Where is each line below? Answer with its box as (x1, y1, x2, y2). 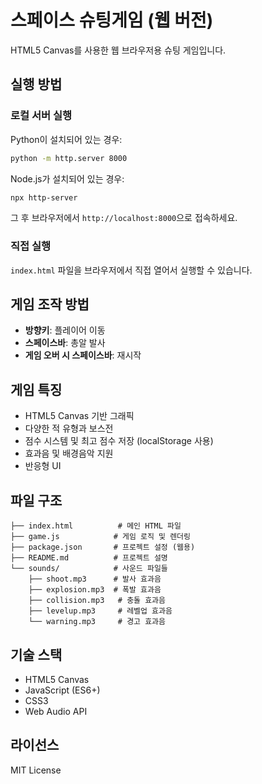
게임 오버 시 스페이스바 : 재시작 (24, 349, 142, 361)
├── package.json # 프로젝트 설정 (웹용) (10, 542, 196, 553)
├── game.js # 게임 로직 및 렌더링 (10, 532, 191, 542)
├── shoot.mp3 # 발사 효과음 (28, 574, 162, 585)
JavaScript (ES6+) (24, 684, 101, 696)
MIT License (10, 764, 62, 776)
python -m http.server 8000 (10, 153, 128, 163)
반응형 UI (24, 460, 62, 472)
